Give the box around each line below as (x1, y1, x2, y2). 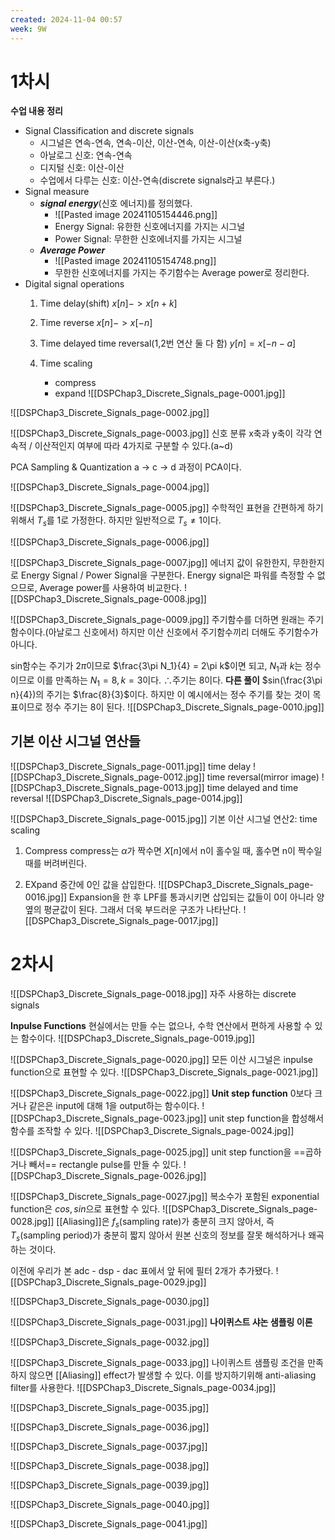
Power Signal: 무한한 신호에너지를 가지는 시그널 (54, 233, 243, 245)
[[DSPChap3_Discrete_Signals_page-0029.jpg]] (10, 1276, 207, 1288)
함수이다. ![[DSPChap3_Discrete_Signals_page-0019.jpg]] (20, 1032, 256, 1044)
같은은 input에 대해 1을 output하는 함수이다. (28, 1099, 200, 1111)
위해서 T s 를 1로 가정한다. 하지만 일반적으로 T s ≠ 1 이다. (10, 514, 222, 529)
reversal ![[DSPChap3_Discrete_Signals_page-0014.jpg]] (10, 792, 243, 804)
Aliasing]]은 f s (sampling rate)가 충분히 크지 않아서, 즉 (62, 1215, 275, 1230)
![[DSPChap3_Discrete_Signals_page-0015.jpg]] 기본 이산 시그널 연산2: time (10, 812, 318, 825)
